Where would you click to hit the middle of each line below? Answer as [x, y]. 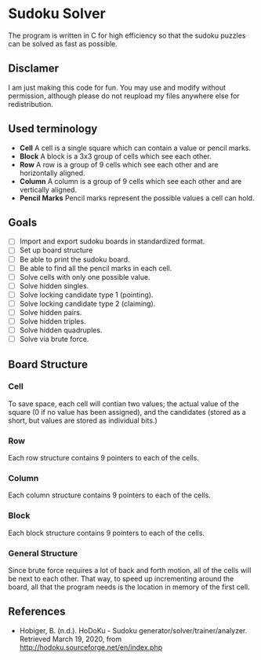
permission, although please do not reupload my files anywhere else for [124, 96]
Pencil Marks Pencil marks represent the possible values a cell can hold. [137, 198]
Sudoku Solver [57, 14]
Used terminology [53, 129]
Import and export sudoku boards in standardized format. [112, 241]
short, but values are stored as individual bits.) [83, 420]
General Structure [43, 553]
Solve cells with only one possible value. [85, 277]
